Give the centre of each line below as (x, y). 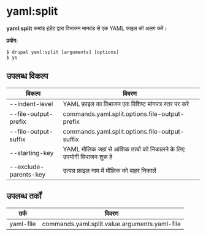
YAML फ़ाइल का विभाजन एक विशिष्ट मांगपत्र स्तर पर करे (126, 104)
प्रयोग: (12, 40)
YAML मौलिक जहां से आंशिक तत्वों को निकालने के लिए (124, 149)
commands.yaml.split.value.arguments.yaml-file (112, 224)
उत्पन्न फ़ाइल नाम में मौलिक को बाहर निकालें (109, 170)
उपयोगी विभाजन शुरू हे (88, 156)
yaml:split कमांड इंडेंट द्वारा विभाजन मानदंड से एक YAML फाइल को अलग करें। (87, 28)
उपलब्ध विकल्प (27, 76)
